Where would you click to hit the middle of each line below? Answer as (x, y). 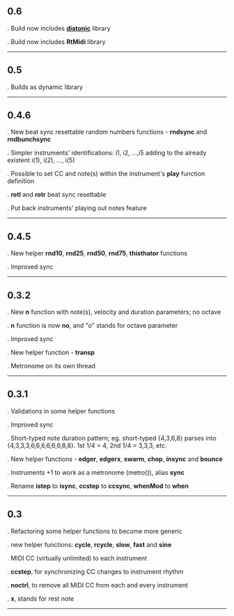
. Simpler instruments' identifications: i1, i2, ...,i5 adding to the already (107, 153)
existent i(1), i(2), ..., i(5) (41, 160)
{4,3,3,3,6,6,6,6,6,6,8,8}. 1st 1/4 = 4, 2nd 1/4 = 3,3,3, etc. (87, 445)
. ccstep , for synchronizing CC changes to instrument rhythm (95, 571)
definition (21, 181)
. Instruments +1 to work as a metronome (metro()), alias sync (96, 472)
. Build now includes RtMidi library (56, 42)
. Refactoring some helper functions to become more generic (95, 531)
